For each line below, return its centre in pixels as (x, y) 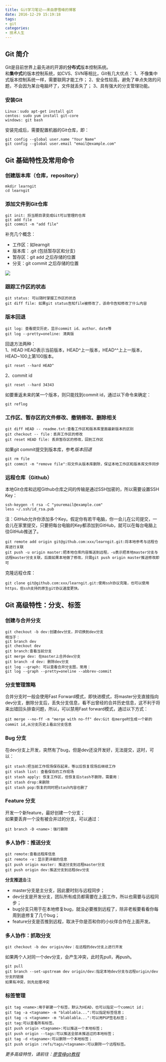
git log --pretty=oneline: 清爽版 (40, 334)
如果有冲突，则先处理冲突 (27, 982)
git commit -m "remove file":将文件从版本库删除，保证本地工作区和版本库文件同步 (82, 464)
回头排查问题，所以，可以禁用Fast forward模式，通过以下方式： (83, 709)
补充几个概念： (20, 234)
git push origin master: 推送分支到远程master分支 (55, 865)
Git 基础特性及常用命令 (40, 160)
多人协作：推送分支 (28, 842)
